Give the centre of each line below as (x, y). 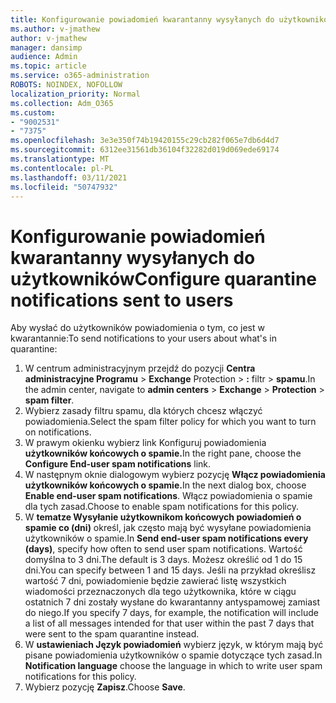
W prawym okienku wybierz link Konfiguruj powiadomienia (145, 443)
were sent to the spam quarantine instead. (112, 634)
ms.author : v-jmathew (55, 29)
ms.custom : (33, 112)
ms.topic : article (48, 66)
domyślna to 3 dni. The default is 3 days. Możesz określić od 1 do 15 (163, 560)
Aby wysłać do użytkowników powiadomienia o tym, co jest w (137, 328)
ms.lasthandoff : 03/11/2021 (69, 177)
